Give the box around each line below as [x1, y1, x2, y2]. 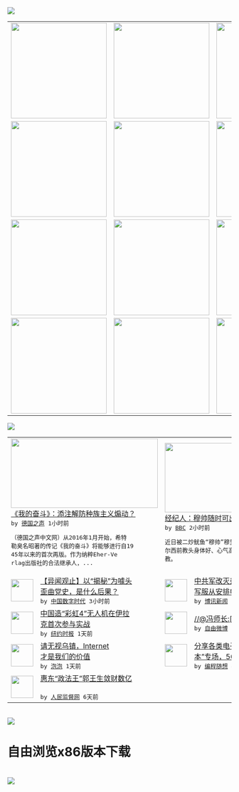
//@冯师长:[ [194, 614, 233, 623]
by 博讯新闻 [194, 598, 228, 605]
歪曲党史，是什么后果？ [40, 587, 119, 596]
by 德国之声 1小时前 [11, 520, 70, 527]
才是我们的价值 [40, 652, 91, 662]
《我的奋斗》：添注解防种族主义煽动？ [11, 509, 137, 519]
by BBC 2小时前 [164, 523, 211, 531]
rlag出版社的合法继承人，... [11, 559, 94, 566]
